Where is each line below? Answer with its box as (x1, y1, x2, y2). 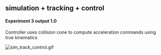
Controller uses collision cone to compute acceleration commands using (5, 29, 156, 35)
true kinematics (5, 34, 38, 40)
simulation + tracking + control (5, 4, 105, 12)
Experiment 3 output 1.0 (5, 17, 57, 24)
